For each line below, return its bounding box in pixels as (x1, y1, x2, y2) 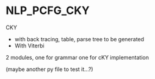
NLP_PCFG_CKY (5, 4, 90, 18)
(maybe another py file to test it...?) (5, 65, 93, 73)
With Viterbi (14, 42, 45, 49)
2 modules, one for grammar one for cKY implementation (5, 53, 149, 61)
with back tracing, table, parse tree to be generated (14, 35, 145, 43)
